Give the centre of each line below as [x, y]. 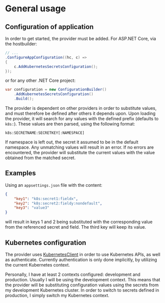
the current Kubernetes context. [37, 265]
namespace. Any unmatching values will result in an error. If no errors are [80, 147]
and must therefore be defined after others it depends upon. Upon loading [81, 113]
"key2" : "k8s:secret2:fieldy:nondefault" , [58, 203]
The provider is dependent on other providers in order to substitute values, [81, 108]
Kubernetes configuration [46, 243]
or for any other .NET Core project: [40, 81]
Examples [20, 173]
